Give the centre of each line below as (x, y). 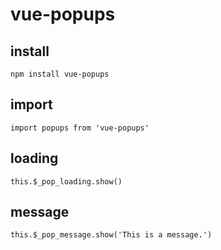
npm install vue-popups (60, 74)
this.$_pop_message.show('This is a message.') (111, 235)
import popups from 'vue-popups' (80, 128)
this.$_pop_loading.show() (66, 181)
